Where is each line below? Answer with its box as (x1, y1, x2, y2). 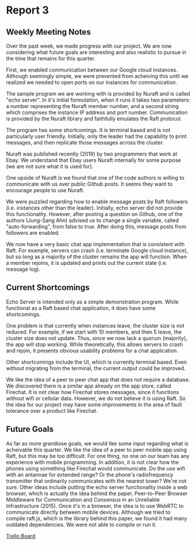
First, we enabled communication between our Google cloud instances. (6, 66, 178, 73)
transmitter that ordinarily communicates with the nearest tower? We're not (6, 477, 187, 485)
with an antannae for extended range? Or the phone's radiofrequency (6, 471, 174, 478)
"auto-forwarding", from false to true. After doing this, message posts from (6, 223, 187, 230)
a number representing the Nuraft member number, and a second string (6, 103, 179, 109)
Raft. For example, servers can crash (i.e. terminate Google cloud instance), (6, 247, 188, 254)
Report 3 (6, 4, 49, 17)
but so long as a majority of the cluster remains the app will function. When (6, 253, 187, 260)
